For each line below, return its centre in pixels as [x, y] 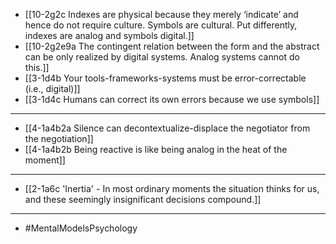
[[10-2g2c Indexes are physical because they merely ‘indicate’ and [161, 14]
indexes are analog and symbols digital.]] [109, 35]
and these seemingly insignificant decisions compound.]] [143, 199]
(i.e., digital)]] [52, 88]
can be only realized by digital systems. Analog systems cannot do [162, 57]
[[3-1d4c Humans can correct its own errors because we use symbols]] [172, 99]
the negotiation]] [59, 138]
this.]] [37, 67]
